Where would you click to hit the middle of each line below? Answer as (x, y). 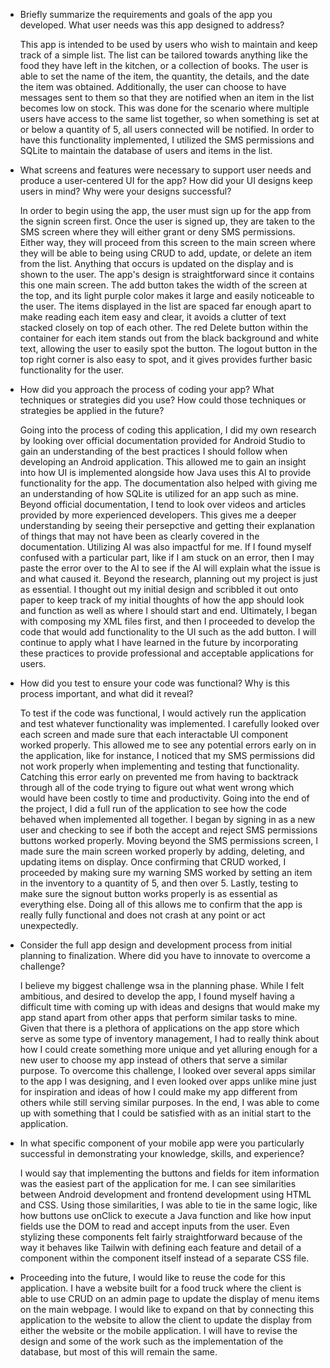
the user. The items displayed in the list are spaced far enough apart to (165, 306)
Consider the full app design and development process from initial (156, 945)
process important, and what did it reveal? (106, 693)
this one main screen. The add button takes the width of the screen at (163, 285)
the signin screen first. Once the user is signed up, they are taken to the (167, 221)
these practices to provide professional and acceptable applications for (166, 653)
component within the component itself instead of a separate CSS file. (164, 1258)
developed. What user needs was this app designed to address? (152, 25)
